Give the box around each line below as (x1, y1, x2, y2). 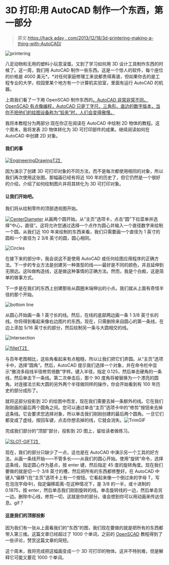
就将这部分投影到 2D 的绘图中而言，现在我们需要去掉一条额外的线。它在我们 (5, 398, 163, 404)
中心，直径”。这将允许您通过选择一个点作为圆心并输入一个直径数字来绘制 (12, 223, 163, 229)
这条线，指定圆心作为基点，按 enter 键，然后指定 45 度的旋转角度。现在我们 (5, 462, 163, 468)
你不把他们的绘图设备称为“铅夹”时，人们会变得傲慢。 (5, 109, 115, 115)
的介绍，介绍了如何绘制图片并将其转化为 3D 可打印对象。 (5, 181, 124, 187)
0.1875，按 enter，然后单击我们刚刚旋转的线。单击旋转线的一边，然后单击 (5, 487, 158, 493)
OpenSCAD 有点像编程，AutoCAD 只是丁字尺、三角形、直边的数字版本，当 (5, 103, 160, 109)
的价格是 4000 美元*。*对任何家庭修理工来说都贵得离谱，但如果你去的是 (5, 73, 156, 79)
